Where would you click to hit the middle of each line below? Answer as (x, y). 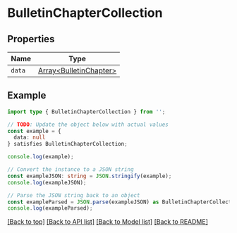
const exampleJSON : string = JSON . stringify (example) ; (90, 176)
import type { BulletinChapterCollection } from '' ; (86, 112)
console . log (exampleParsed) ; (50, 208)
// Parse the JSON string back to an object (74, 195)
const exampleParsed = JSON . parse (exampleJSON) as (83, 202)
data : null (30, 138)
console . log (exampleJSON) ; (47, 182)
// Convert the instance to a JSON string (71, 170)
